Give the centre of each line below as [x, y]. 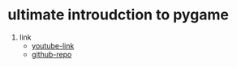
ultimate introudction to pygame [118, 15]
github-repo [52, 54]
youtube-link [53, 45]
